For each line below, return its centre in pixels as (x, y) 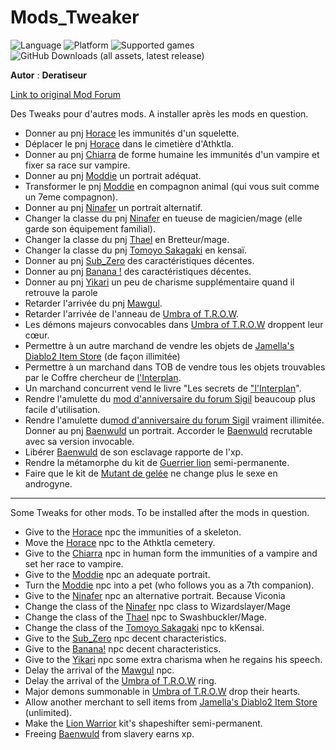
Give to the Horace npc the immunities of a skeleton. (133, 532)
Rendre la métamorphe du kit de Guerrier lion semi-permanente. (157, 462)
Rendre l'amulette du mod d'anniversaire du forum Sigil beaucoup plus (170, 398)
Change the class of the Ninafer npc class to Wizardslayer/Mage (157, 606)
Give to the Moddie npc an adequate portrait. (117, 574)
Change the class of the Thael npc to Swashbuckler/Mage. (145, 617)
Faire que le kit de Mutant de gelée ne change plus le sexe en (151, 473)
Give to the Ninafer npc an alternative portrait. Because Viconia (155, 595)
